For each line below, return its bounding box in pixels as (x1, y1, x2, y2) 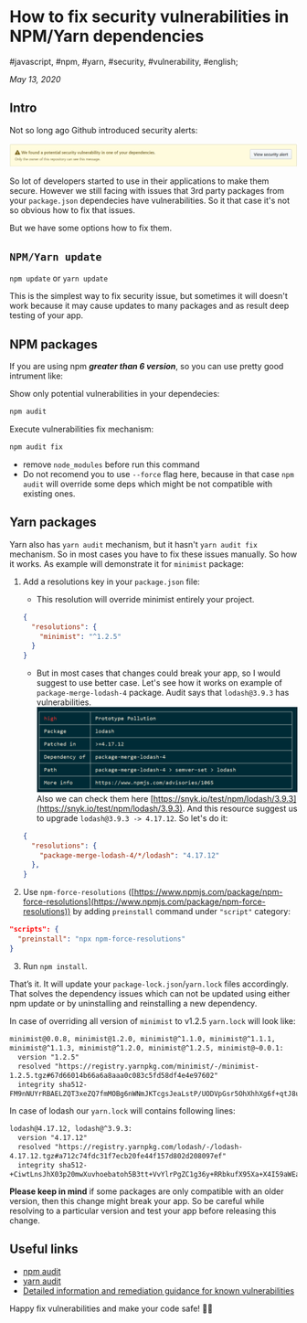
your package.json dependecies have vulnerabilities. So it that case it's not (9, 195, 291, 206)
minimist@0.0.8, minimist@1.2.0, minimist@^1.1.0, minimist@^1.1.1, (9, 1034, 276, 1043)
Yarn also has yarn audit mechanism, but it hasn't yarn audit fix (9, 539, 258, 549)
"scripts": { (9, 925, 59, 934)
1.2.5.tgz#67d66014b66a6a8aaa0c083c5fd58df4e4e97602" (9, 1071, 219, 1080)
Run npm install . (22, 960, 89, 971)
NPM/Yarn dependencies (9, 26, 205, 47)
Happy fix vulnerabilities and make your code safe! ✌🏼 (9, 1303, 213, 1314)
